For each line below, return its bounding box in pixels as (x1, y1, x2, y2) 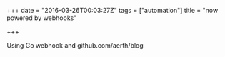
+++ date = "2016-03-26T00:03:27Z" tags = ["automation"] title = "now (6, 6, 219, 14)
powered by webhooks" (6, 14, 77, 22)
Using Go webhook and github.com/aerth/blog (6, 41, 144, 49)
